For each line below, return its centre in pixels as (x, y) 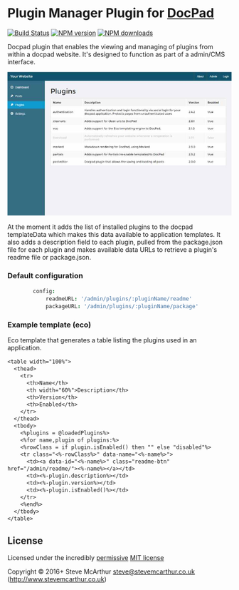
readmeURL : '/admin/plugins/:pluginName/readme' (119, 299)
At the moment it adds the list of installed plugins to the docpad (100, 227)
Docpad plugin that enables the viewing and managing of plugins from (110, 46)
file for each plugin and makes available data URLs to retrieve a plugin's (112, 249)
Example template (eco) (49, 325)
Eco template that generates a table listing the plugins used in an (102, 340)
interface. (21, 61)
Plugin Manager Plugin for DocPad (111, 13)
